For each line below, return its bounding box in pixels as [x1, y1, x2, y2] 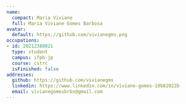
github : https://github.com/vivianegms [12, 77, 114, 83]
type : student [12, 49, 48, 55]
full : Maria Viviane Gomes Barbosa [12, 20, 103, 26]
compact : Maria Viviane [12, 15, 72, 21]
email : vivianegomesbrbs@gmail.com [12, 89, 103, 95]
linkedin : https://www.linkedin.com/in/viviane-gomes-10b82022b [12, 83, 180, 89]
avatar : [6, 26, 26, 32]
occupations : [6, 37, 40, 43]
